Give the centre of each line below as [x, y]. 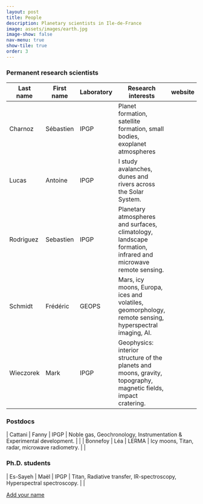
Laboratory [96, 92]
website [183, 92]
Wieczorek [24, 373]
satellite [129, 121]
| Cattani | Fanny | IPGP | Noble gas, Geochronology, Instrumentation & [94, 435]
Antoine [56, 181]
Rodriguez [24, 240]
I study [128, 161]
